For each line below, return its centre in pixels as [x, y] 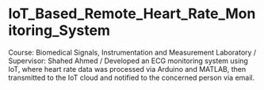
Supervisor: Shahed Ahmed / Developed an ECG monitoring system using [128, 61]
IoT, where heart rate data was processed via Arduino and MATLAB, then [127, 69]
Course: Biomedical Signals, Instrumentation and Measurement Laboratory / [132, 52]
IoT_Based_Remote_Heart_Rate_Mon [132, 14]
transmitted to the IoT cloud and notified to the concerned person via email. [132, 77]
